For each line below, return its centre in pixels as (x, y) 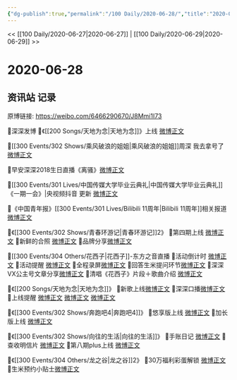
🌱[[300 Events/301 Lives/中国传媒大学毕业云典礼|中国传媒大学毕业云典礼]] (115, 185)
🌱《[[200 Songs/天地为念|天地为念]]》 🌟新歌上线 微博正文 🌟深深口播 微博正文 (116, 288)
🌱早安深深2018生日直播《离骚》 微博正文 (66, 169)
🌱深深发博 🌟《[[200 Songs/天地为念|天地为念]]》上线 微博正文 (96, 130)
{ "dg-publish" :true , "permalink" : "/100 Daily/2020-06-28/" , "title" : (109, 14)
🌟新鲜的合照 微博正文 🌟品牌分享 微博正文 (74, 241)
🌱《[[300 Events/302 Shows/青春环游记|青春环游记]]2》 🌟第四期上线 (106, 232)
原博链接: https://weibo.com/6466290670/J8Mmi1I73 (85, 116)
